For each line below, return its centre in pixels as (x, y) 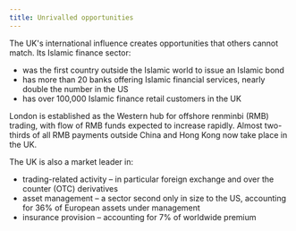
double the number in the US (75, 89)
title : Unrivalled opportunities (72, 17)
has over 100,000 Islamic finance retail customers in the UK (131, 98)
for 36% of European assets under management (111, 208)
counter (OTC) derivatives (70, 188)
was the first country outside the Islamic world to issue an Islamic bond (153, 70)
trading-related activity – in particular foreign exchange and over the (148, 179)
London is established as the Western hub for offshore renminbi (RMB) (140, 115)
